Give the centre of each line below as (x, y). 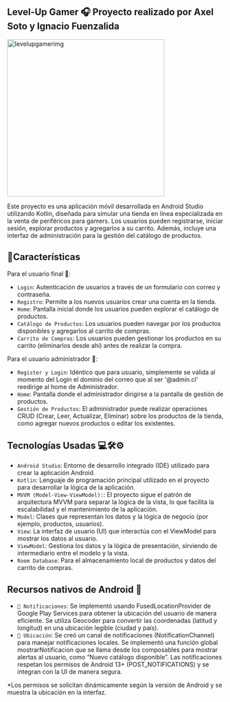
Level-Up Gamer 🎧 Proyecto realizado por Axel (111, 12)
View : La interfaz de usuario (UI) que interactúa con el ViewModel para (116, 531)
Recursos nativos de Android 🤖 (74, 590)
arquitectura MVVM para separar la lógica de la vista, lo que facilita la (115, 502)
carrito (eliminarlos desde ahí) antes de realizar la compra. (100, 345)
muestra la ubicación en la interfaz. (57, 692)
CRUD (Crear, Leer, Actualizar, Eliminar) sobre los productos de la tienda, (120, 416)
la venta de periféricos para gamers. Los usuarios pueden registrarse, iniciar (115, 221)
